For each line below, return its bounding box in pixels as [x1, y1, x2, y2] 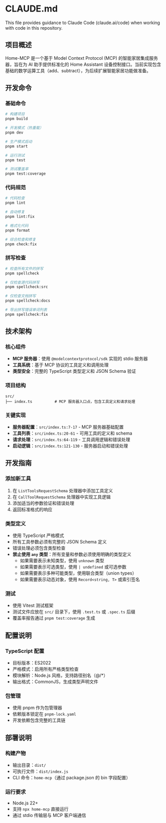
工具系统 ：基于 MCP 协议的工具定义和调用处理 [12, 362, 109, 368]
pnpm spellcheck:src [5, 285, 49, 290]
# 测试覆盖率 [5, 167, 29, 172]
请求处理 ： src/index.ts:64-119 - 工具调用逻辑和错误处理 [12, 437, 130, 443]
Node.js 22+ [12, 800, 39, 806]
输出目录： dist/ [12, 762, 46, 768]
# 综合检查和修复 [5, 237, 36, 242]
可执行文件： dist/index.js [12, 768, 69, 774]
